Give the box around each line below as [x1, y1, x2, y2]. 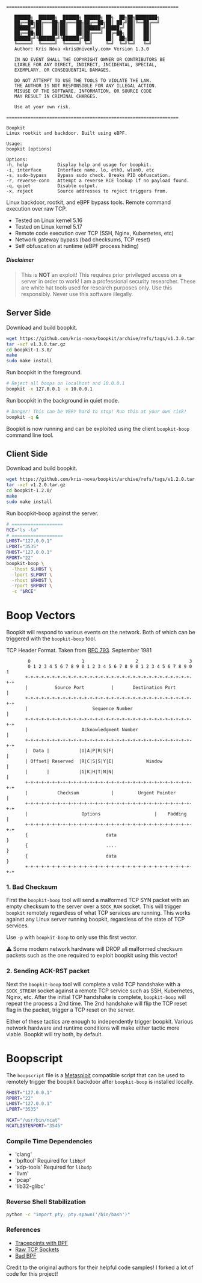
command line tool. [6, 431, 54, 439]
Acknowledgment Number [81, 727, 138, 733]
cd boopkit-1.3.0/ [6, 347, 52, 353]
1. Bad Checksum [6, 883, 58, 891]
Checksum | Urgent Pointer [57, 790, 176, 796]
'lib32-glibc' [14, 1183, 45, 1190]
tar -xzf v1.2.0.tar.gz [6, 482, 66, 488]
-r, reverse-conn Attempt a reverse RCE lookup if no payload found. [6, 178, 189, 184]
